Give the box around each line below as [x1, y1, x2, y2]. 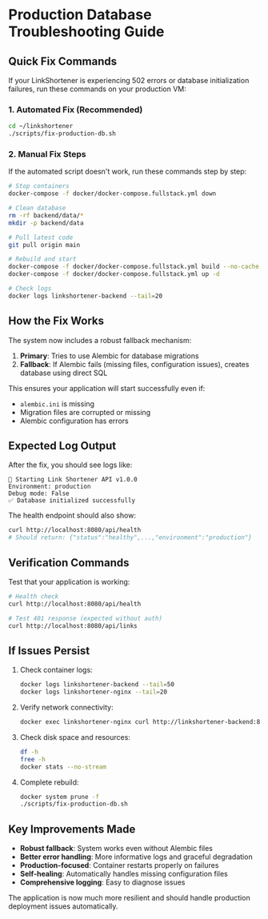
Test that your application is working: [8, 577, 130, 587]
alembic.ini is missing [19, 398, 94, 409]
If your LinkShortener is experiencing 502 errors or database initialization [8, 76, 250, 85]
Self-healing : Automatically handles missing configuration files [19, 869, 228, 879]
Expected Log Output [8, 439, 117, 453]
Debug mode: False [8, 489, 70, 497]
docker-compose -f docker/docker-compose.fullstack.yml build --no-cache [8, 262, 260, 271]
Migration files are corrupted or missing [19, 407, 150, 417]
